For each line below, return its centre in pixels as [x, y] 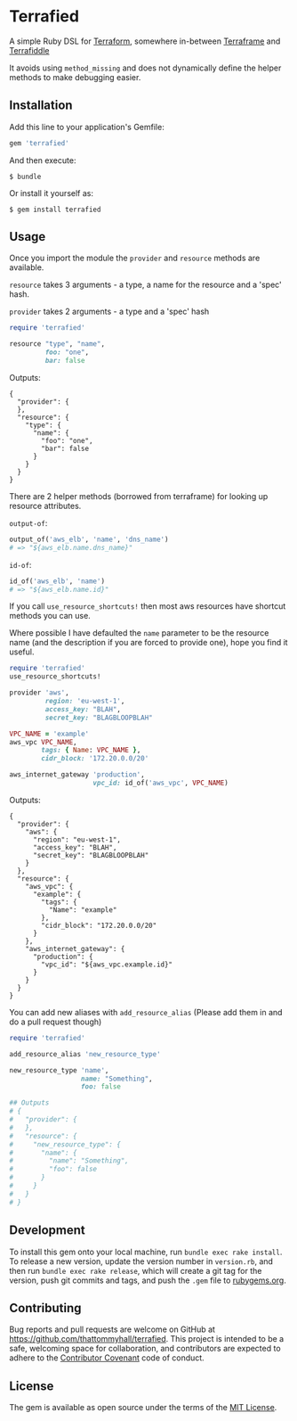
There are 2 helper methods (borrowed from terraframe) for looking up [139, 496]
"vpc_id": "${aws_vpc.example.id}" [107, 965]
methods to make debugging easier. [75, 77]
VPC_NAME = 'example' [49, 734]
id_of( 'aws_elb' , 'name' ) [57, 581]
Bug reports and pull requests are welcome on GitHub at [112, 1329]
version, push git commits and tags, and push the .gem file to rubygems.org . [148, 1280]
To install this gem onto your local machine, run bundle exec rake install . [146, 1252]
